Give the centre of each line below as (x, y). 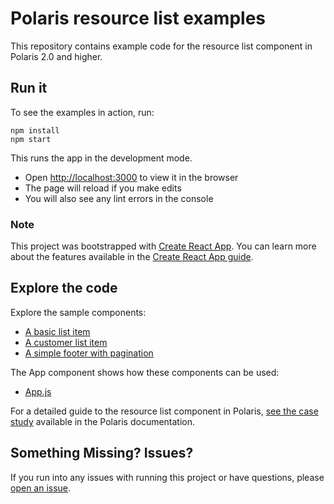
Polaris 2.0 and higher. (56, 56)
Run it (29, 88)
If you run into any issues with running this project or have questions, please (167, 477)
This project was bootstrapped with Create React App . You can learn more (163, 246)
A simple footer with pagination (89, 353)
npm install (35, 130)
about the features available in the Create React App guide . (132, 257)
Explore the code (64, 288)
